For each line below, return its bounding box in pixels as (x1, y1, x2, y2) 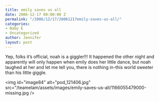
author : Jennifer (5, 35, 41, 40)
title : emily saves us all (5, 7, 61, 12)
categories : (5, 21, 30, 26)
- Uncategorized (5, 30, 39, 35)
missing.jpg (5, 89, 29, 95)
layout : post (5, 40, 32, 45)
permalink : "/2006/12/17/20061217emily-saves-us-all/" (5, 16, 122, 21)
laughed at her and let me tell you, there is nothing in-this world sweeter (5, 64, 153, 70)
